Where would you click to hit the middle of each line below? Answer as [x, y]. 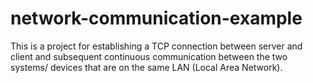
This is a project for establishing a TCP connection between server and [156, 46]
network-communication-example [156, 18]
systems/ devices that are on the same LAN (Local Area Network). [146, 67]
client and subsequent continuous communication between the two [149, 56]
